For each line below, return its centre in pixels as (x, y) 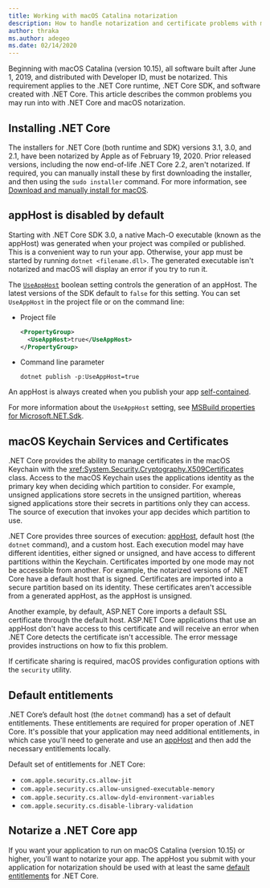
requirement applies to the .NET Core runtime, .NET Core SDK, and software (135, 86)
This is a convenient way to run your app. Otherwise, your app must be (126, 252)
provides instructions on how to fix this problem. (88, 646)
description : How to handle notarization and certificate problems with (133, 23)
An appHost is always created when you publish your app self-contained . (130, 392)
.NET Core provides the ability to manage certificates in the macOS (119, 461)
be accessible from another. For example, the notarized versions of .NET (129, 570)
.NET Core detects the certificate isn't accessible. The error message (123, 637)
